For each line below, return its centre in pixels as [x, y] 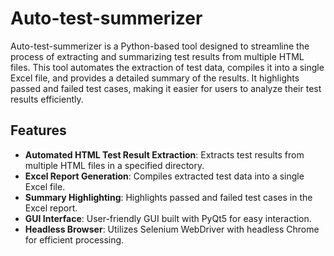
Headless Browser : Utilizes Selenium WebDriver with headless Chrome [172, 229]
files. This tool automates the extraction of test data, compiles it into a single [167, 67]
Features [38, 130]
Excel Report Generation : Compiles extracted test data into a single [164, 176]
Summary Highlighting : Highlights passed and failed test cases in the [168, 197]
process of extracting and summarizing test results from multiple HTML [157, 56]
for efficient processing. [74, 239]
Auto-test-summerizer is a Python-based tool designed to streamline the [160, 46]
